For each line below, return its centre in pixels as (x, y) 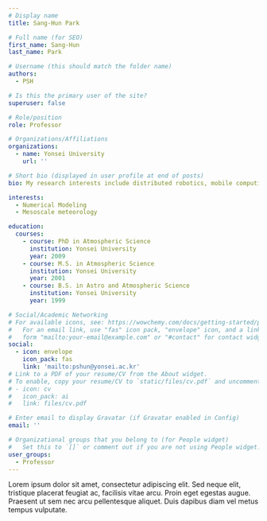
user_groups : (30, 454)
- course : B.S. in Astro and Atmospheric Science (106, 286)
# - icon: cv (30, 389)
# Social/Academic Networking (58, 315)
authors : (23, 74)
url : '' (35, 161)
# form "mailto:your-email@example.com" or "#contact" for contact (126, 337)
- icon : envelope (44, 352)
